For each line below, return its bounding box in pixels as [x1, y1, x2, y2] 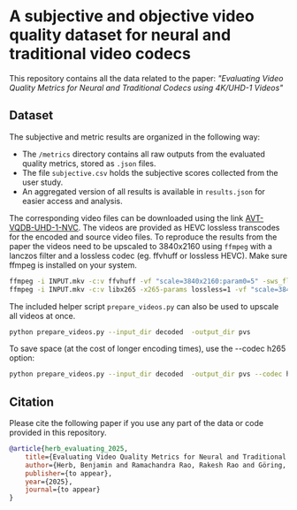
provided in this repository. [9, 427, 107, 438]
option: [9, 353, 35, 363]
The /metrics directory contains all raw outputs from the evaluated [21, 148, 265, 159]
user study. [21, 177, 64, 187]
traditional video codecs [9, 44, 192, 64]
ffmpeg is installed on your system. [9, 259, 137, 270]
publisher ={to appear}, [25, 468, 113, 478]
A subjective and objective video [9, 6, 255, 27]
